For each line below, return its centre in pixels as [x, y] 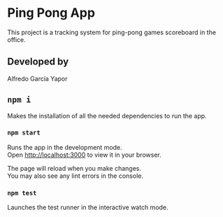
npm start [24, 133]
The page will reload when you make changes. [74, 168]
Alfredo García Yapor [37, 78]
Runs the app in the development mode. [65, 147]
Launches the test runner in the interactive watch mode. [88, 207]
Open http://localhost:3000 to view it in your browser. [85, 155]
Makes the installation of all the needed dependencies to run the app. [107, 115]
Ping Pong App [51, 13]
